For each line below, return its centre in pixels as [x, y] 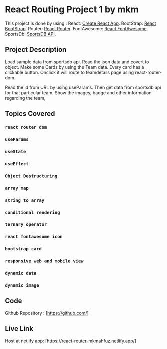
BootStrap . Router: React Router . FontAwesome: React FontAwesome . [77, 28]
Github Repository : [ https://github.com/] [47, 313]
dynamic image [22, 286]
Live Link [19, 329]
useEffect [17, 163]
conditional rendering [33, 212]
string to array [25, 200]
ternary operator [26, 225]
